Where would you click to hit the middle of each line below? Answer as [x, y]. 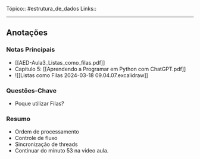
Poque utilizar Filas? [39, 103]
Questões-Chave [31, 90]
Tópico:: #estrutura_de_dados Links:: [51, 9]
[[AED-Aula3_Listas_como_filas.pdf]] [60, 62]
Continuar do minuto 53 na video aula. [62, 151]
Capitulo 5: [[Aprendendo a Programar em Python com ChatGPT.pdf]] [100, 69]
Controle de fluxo [36, 138]
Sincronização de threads [46, 144]
